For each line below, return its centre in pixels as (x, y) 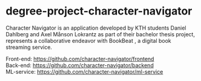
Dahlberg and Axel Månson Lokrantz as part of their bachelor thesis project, (100, 34)
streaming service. (29, 47)
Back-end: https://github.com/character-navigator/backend (80, 65)
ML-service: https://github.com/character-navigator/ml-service (84, 71)
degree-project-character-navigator (99, 11)
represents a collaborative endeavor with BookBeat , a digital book (89, 40)
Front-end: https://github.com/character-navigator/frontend (80, 59)
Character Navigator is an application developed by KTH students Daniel (96, 28)
